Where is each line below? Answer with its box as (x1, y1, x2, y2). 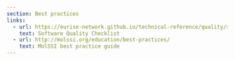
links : (6, 17, 26, 24)
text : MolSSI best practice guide (19, 43, 120, 50)
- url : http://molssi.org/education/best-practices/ (13, 36, 170, 43)
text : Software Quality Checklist (19, 29, 120, 37)
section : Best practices (6, 10, 79, 18)
